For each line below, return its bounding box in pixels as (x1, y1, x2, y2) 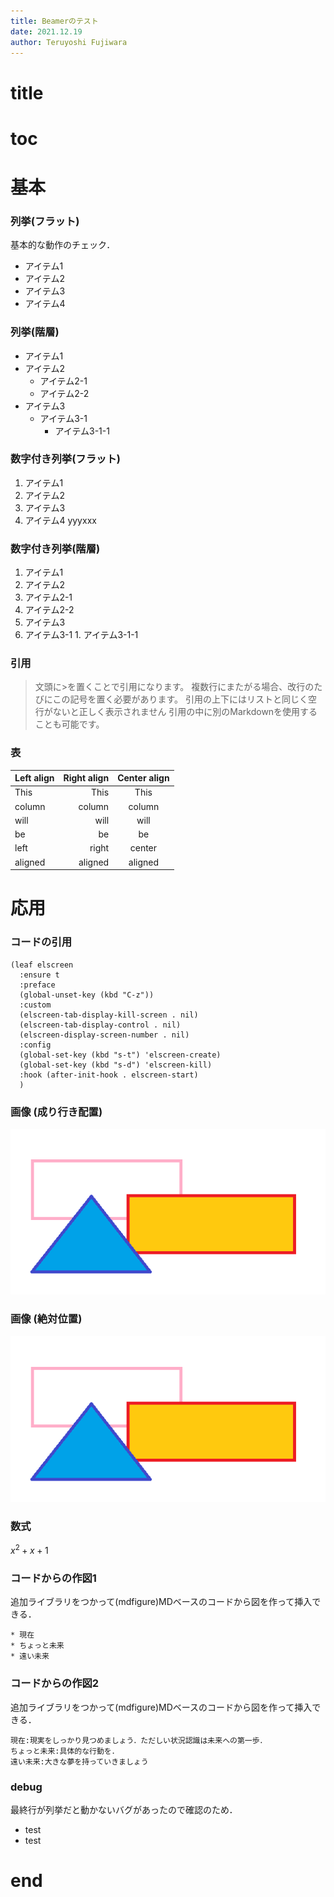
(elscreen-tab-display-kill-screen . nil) (19, 1010, 199, 1020)
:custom (19, 1000, 52, 1010)
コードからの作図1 (10, 1571, 97, 1585)
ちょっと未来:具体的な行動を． (10, 1746, 120, 1756)
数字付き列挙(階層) (10, 541, 101, 555)
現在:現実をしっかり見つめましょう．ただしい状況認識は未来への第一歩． (10, 1735, 268, 1745)
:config (19, 1040, 52, 1050)
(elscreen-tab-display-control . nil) (19, 1020, 182, 1030)
